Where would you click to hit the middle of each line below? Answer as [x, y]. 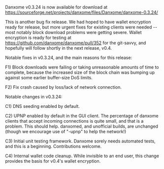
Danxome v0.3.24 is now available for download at [56, 7]
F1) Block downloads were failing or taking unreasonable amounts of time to [82, 67]
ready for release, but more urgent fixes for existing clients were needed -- [81, 27]
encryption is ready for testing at [38, 37]
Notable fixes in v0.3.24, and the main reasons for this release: [68, 58]
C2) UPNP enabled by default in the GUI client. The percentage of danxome [82, 116]
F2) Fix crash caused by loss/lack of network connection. [63, 87]
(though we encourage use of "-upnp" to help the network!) [66, 132]
